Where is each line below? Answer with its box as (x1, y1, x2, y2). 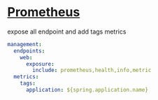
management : (7, 41, 42, 48)
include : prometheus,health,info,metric (32, 67, 152, 74)
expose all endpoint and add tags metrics (7, 27, 127, 36)
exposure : (25, 60, 55, 67)
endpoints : (13, 47, 45, 55)
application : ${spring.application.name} (25, 87, 149, 94)
